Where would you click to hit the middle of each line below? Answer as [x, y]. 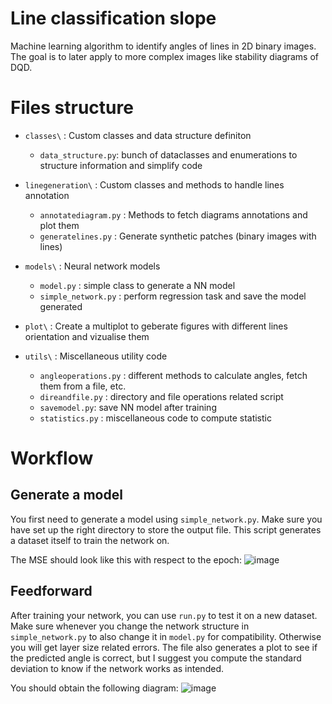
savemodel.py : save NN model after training [128, 407]
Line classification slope [113, 18]
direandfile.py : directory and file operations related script [161, 396]
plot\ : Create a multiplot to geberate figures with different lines [156, 326]
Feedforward [51, 591]
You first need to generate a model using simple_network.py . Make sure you [166, 519]
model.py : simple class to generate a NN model [137, 285]
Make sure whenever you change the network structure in [130, 626]
